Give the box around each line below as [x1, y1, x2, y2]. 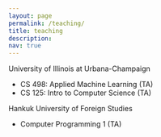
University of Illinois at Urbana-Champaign [8, 64, 151, 73]
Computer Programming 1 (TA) [19, 119, 122, 129]
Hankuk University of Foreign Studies [8, 104, 133, 114]
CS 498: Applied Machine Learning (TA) [19, 80, 154, 89]
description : [8, 34, 53, 43]
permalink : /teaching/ [8, 19, 85, 27]
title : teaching [8, 27, 63, 35]
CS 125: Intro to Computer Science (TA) [19, 88, 152, 98]
